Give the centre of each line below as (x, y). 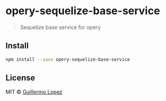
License (20, 78)
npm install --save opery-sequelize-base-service (68, 59)
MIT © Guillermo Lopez (34, 92)
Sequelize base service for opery (60, 27)
